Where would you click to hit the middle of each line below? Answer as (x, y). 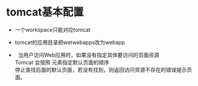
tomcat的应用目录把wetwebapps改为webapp (70, 42)
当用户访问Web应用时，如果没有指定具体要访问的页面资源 (88, 55)
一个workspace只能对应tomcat (53, 30)
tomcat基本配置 (45, 12)
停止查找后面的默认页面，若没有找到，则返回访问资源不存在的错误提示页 (103, 69)
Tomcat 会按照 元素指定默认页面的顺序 (62, 62)
